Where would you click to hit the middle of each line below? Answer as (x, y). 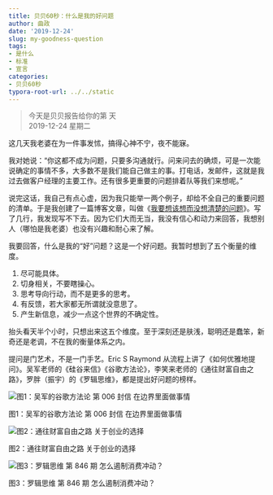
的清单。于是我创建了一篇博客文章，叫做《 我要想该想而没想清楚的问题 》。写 (135, 208)
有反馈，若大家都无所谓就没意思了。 (81, 304)
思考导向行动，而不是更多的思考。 (77, 294)
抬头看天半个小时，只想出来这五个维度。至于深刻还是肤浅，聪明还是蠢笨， (133, 331)
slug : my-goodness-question (56, 39)
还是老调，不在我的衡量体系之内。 (72, 342)
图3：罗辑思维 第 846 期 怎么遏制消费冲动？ (82, 483)
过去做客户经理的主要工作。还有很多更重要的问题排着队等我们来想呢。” (126, 181)
